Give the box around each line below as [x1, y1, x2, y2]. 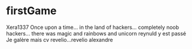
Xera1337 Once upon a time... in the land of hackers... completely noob [6, 24, 180, 31]
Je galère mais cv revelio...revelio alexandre [6, 36, 114, 43]
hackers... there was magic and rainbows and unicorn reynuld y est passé [6, 30, 187, 37]
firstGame [6, 4, 57, 18]
